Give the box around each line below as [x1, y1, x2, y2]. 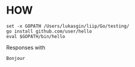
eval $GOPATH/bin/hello [6, 33, 66, 39]
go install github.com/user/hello [6, 28, 93, 34]
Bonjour [6, 55, 26, 61]
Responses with [6, 44, 46, 51]
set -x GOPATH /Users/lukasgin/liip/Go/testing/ [6, 23, 130, 29]
